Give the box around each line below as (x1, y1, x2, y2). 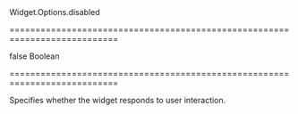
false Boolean (9, 51, 60, 61)
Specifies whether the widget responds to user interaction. (9, 95, 226, 105)
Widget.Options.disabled (9, 7, 100, 17)
